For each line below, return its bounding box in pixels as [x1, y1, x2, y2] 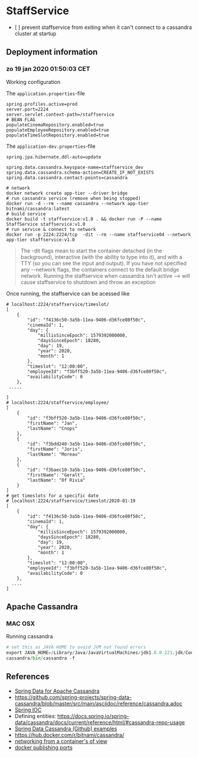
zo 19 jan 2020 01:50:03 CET [6, 65, 90, 73]
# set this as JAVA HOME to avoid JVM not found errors [6, 644, 146, 651]
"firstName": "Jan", [27, 420, 78, 426]
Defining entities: [14, 712, 57, 719]
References [6, 672, 49, 682]
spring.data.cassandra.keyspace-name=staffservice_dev [6, 164, 144, 170]
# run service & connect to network [6, 226, 96, 232]
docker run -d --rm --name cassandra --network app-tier [6, 200, 149, 206]
